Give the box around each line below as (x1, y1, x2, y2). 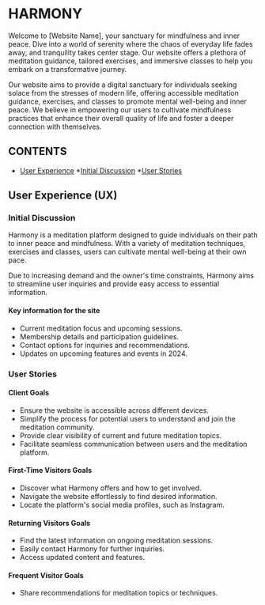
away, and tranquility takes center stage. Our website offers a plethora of (8, 47, 247, 57)
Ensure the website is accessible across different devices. (19, 405, 210, 415)
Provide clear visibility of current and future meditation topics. (19, 430, 222, 440)
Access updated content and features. (19, 553, 145, 562)
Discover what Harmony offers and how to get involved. (19, 483, 202, 493)
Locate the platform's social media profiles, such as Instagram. (19, 500, 225, 509)
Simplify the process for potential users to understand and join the (19, 414, 236, 423)
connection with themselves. (8, 122, 102, 131)
